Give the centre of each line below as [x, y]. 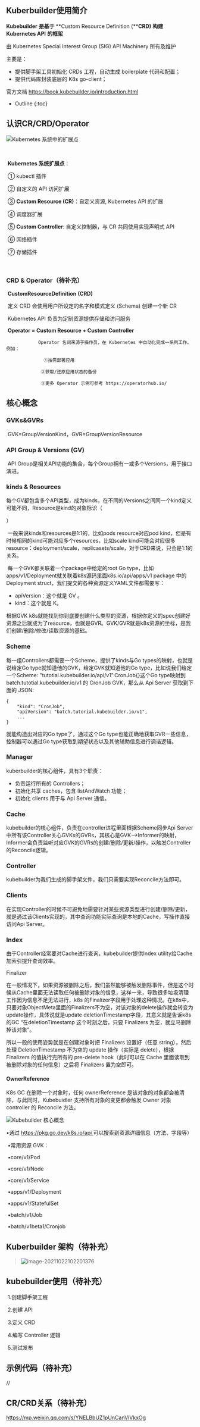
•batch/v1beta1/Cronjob [37, 1226]
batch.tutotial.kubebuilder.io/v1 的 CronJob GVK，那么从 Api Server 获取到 [97, 683]
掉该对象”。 [21, 1029]
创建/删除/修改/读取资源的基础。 [51, 631]
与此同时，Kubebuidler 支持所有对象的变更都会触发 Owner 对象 [94, 1100]
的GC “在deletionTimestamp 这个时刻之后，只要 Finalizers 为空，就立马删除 [99, 1022]
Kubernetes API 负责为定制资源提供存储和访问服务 [69, 318]
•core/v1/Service [28, 1181]
